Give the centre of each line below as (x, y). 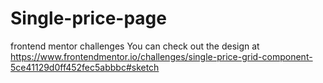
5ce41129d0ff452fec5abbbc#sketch (85, 67)
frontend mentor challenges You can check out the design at (135, 46)
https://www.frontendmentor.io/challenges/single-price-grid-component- (161, 56)
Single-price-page (88, 18)
